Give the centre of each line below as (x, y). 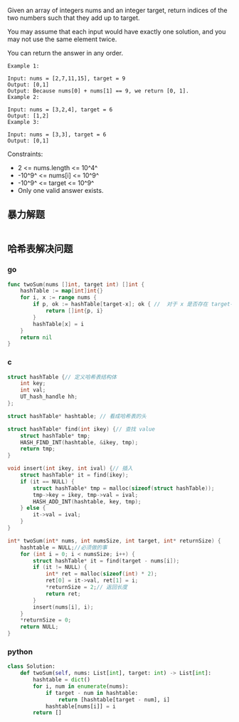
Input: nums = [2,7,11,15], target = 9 (67, 78)
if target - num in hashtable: (92, 693)
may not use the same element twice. (62, 39)
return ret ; (63, 594)
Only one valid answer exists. (60, 190)
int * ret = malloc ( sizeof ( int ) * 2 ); (101, 574)
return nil (36, 338)
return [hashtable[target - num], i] (114, 700)
